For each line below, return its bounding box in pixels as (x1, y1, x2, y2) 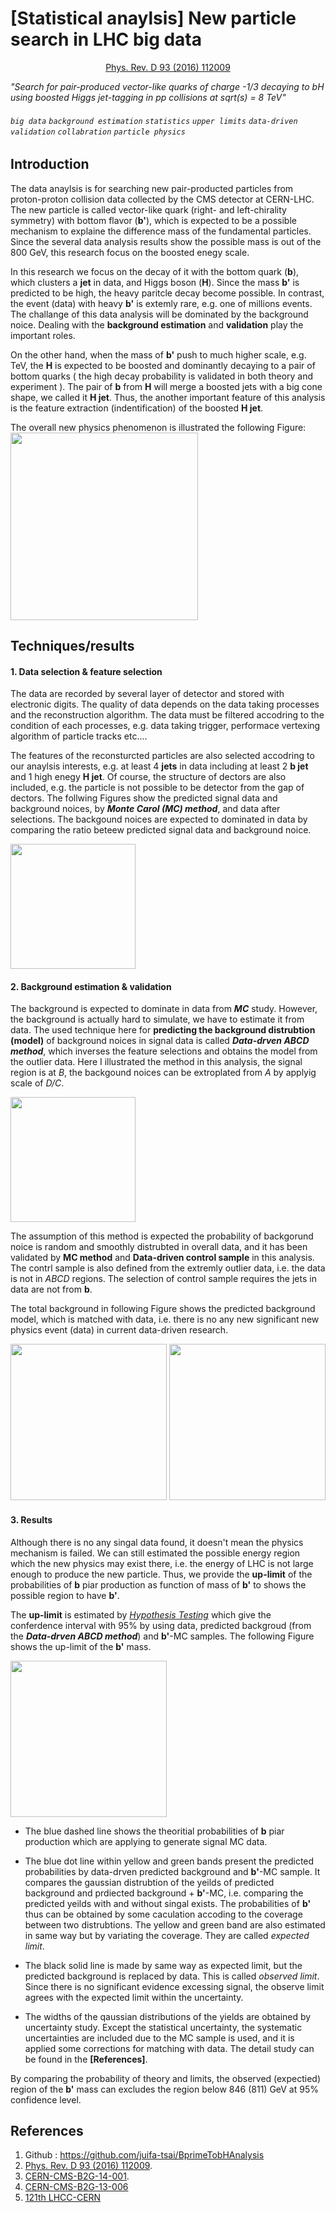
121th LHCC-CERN (24, 2192, 102, 2204)
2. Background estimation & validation (10, 980, 172, 992)
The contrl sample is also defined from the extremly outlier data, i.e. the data (10, 1262, 326, 1274)
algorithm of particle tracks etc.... (10, 730, 148, 742)
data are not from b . (10, 1283, 93, 1296)
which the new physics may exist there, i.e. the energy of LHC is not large (10, 1557, 314, 1569)
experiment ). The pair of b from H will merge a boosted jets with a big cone (10, 380, 323, 392)
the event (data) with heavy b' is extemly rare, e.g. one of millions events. (10, 297, 313, 309)
